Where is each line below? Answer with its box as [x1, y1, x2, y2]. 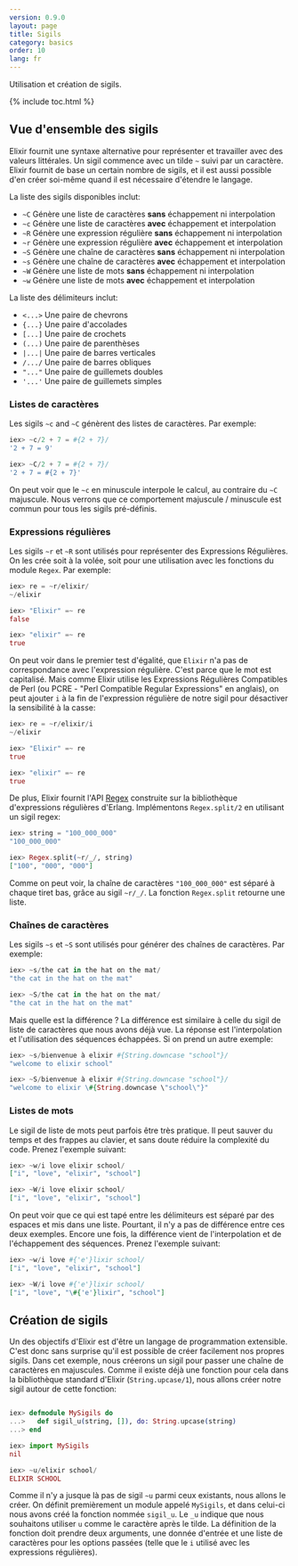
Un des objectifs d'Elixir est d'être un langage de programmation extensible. [9, 1336, 288, 1347]
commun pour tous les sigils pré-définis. [9, 503, 157, 513]
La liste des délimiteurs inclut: [9, 291, 118, 303]
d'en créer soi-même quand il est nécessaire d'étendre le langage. [9, 174, 254, 184]
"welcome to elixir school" [9, 1059, 114, 1068]
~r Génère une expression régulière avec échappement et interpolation [21, 237, 283, 248]
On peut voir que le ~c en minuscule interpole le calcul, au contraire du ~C [9, 484, 278, 495]
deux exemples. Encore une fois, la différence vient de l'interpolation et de [9, 1229, 282, 1239]
